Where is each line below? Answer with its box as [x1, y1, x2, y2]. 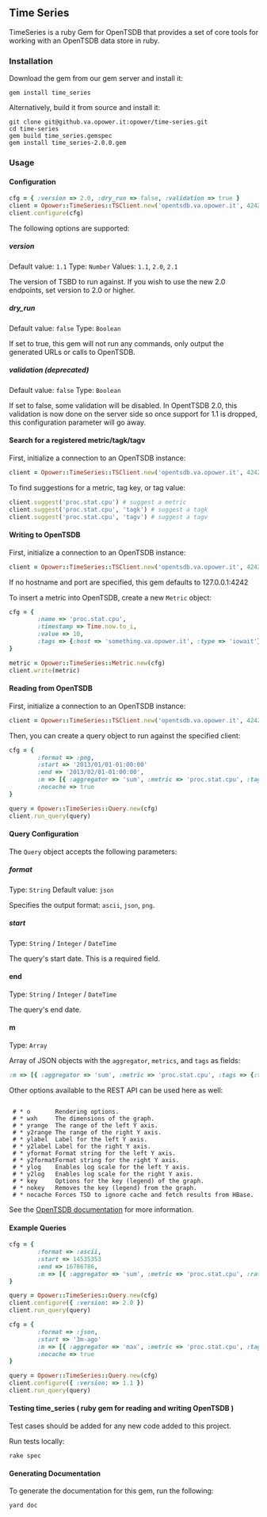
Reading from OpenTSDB [9, 684, 93, 693]
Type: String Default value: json [9, 885, 114, 894]
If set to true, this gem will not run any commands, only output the [9, 338, 224, 348]
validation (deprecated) [9, 365, 90, 375]
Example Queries [9, 1223, 67, 1233]
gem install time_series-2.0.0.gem [9, 139, 127, 147]
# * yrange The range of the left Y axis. [12, 1121, 158, 1130]
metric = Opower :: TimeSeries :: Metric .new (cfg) [9, 659, 166, 667]
